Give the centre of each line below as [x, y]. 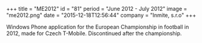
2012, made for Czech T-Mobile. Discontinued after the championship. [94, 33]
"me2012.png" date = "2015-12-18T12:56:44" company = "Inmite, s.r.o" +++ [101, 15]
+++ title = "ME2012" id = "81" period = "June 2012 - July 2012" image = [97, 9]
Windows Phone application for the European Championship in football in [98, 27]
